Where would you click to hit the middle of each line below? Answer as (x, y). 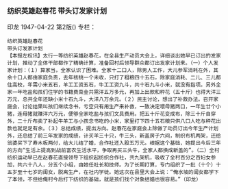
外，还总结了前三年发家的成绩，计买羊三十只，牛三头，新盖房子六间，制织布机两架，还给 (114, 136)
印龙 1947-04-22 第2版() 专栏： (52, 27)
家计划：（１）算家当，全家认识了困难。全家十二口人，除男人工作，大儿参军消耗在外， (110, 71)
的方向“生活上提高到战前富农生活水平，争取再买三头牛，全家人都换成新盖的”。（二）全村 (113, 151)
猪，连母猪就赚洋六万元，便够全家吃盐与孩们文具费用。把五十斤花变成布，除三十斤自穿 (112, 114)
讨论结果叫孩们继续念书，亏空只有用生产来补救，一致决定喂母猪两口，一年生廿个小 (122, 107)
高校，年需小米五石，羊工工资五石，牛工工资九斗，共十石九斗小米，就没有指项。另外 (114, 85)
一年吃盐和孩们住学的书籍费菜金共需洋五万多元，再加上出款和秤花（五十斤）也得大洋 (114, 92)
